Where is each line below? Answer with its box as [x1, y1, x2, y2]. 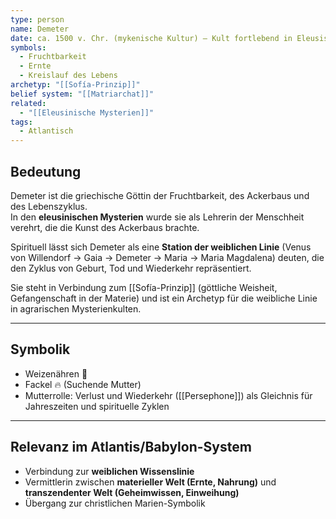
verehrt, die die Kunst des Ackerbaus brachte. [10, 221, 200, 233]
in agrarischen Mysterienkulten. [10, 302, 142, 315]
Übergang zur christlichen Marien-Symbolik [24, 497, 206, 509]
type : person [10, 14, 65, 25]
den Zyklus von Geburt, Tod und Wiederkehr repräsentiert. [10, 262, 252, 274]
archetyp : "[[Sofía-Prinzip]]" [10, 80, 141, 90]
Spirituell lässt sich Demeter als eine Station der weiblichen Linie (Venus [10, 241, 312, 253]
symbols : [10, 42, 47, 53]
